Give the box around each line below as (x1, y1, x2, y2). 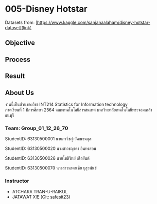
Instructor (5, 178, 29, 185)
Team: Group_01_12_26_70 (5, 125, 69, 131)
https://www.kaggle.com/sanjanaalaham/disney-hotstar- (37, 19, 151, 25)
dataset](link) (5, 24, 32, 30)
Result (5, 72, 25, 80)
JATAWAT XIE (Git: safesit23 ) (12, 194, 70, 200)
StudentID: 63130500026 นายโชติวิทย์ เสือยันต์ (5, 155, 90, 161)
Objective (5, 39, 35, 47)
